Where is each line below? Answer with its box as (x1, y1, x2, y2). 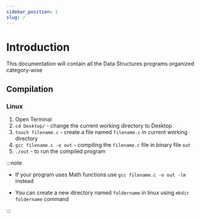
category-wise (6, 67, 43, 74)
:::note (6, 159, 22, 167)
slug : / (6, 14, 26, 20)
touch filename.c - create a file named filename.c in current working (15, 129, 188, 136)
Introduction (6, 40, 70, 54)
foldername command (15, 196, 69, 203)
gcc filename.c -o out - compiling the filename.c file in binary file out (15, 141, 191, 149)
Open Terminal (15, 116, 53, 123)
